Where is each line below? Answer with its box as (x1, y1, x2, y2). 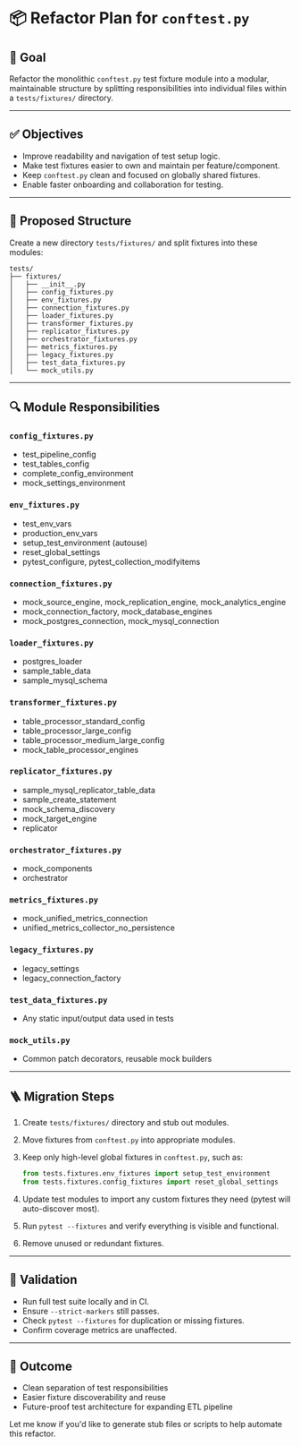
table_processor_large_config (21, 725, 131, 736)
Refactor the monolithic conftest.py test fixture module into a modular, (9, 73, 270, 84)
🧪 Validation (9, 1272, 78, 1288)
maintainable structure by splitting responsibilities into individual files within (9, 83, 287, 93)
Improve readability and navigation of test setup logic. (21, 150, 221, 161)
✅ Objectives (9, 127, 84, 142)
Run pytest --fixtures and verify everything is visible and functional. (21, 1220, 279, 1231)
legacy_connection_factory (21, 972, 121, 983)
